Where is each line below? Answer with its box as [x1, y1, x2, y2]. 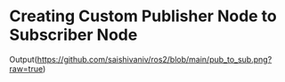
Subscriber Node [9, 25, 138, 45]
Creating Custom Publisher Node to [9, 6, 278, 26]
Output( [9, 54, 38, 64]
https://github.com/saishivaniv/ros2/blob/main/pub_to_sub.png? [37, 54, 273, 64]
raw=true [9, 63, 43, 74]
